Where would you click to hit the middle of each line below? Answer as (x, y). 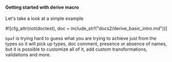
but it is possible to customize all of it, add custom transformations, (76, 49)
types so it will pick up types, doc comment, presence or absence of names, (86, 44)
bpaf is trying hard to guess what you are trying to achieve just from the (81, 38)
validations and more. (28, 55)
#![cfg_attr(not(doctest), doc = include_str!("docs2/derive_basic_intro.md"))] (86, 29)
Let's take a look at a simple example (44, 18)
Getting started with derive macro (42, 7)
